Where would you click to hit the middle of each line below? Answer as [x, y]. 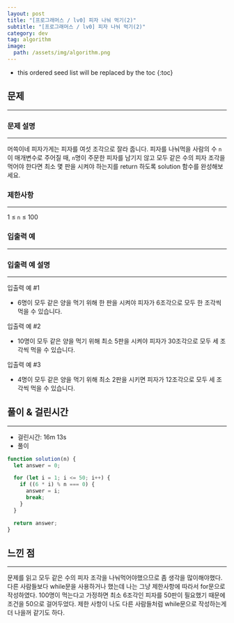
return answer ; [36, 523]
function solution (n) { [42, 459]
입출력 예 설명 [29, 265]
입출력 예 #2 [24, 326]
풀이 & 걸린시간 [38, 412]
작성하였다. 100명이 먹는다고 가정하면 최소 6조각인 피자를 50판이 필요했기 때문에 [116, 595]
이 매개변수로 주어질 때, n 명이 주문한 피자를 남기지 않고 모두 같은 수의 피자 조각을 [116, 157]
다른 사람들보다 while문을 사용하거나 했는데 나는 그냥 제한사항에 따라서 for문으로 [116, 587]
